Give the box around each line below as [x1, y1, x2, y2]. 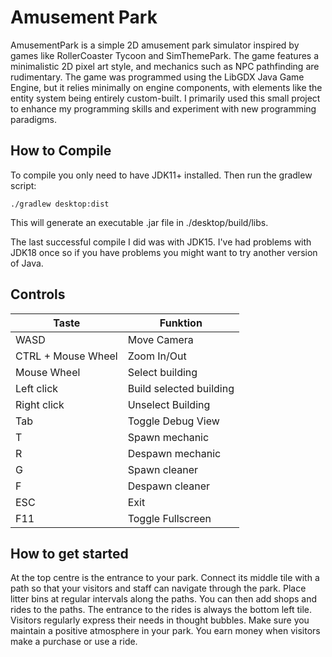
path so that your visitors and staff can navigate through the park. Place [10, 582, 307, 595]
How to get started [10, 545, 129, 562]
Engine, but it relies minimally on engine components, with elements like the [10, 81, 323, 93]
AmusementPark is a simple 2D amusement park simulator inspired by [10, 39, 300, 51]
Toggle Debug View [127, 414, 220, 428]
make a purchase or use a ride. [10, 636, 138, 648]
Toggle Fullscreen [127, 511, 212, 525]
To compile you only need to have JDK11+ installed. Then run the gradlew [10, 169, 313, 181]
